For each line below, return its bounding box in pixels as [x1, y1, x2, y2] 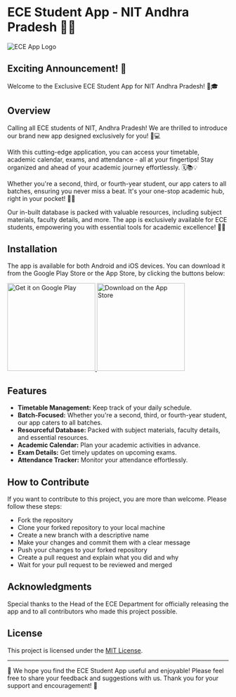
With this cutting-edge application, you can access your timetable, [7, 148, 200, 156]
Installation [7, 243, 58, 255]
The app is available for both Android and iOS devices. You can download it [7, 261, 225, 271]
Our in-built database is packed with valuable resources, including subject [7, 208, 223, 216]
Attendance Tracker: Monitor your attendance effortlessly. [17, 456, 188, 464]
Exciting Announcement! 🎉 [7, 63, 127, 74]
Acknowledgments [7, 581, 93, 593]
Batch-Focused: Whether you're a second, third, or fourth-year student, [17, 411, 227, 419]
